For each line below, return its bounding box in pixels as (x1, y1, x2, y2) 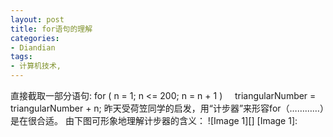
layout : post (10, 14, 65, 25)
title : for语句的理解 (10, 24, 93, 34)
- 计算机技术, (10, 61, 62, 71)
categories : (10, 33, 60, 43)
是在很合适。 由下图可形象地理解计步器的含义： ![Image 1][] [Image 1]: (10, 115, 298, 126)
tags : (10, 52, 33, 62)
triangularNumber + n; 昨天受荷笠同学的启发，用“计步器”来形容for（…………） (10, 102, 325, 114)
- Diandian (10, 42, 56, 53)
